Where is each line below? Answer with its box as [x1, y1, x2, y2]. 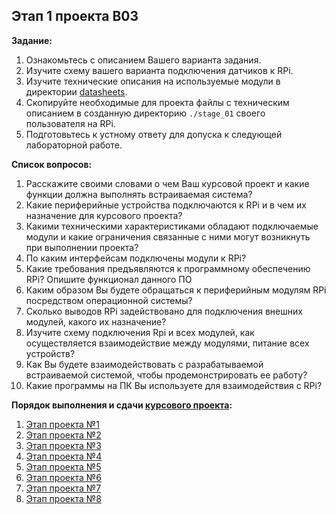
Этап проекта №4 [25, 450, 103, 462]
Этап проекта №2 [25, 429, 102, 441]
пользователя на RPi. [25, 117, 116, 129]
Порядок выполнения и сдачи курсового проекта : [11, 399, 233, 411]
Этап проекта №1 [25, 418, 100, 430]
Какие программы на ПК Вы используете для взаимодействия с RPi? [25, 379, 323, 391]
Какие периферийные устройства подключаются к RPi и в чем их [25, 199, 307, 211]
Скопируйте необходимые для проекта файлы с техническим [25, 96, 290, 108]
